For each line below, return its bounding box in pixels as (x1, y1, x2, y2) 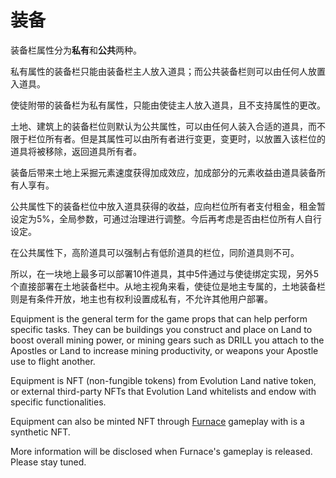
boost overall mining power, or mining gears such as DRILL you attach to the (10, 334, 325, 346)
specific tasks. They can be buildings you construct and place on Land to (10, 323, 313, 335)
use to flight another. (10, 355, 96, 367)
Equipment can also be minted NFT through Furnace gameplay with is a (10, 415, 305, 427)
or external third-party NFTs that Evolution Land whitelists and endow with (10, 385, 317, 397)
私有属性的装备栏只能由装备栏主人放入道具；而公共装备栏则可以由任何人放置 (10, 65, 326, 77)
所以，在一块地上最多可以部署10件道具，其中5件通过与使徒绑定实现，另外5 (10, 267, 320, 280)
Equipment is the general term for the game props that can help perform (10, 312, 308, 325)
